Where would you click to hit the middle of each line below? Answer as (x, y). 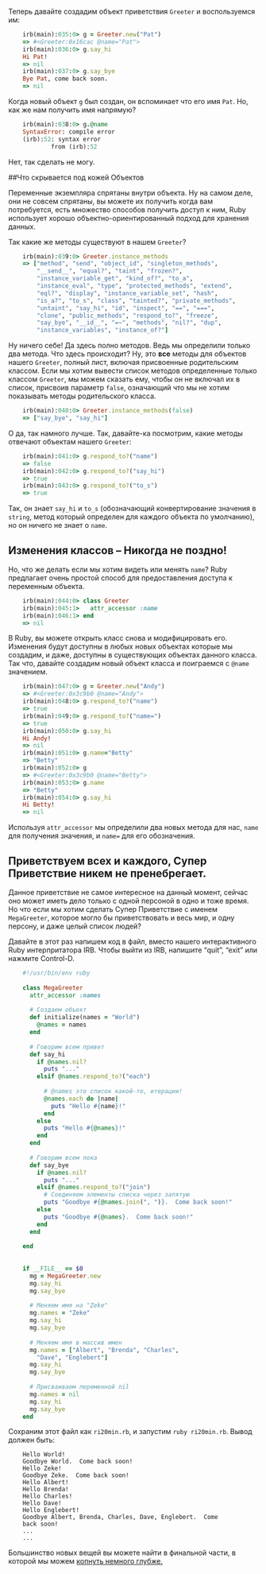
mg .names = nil (54, 1394)
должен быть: (32, 1440)
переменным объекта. (46, 586)
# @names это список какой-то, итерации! (113, 1091)
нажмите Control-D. (42, 958)
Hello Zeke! (42, 1469)
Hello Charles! (48, 1496)
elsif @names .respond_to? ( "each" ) (94, 1076)
